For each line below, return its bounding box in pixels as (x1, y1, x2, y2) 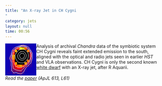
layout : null (5, 24, 32, 29)
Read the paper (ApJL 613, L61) (5, 75, 70, 82)
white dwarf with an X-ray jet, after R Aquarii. (36, 65, 129, 71)
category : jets (5, 18, 37, 23)
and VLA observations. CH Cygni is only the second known (36, 59, 158, 65)
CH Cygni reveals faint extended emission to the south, (36, 49, 149, 55)
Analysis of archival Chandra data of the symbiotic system (36, 43, 156, 49)
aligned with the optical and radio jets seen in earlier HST (36, 54, 154, 60)
